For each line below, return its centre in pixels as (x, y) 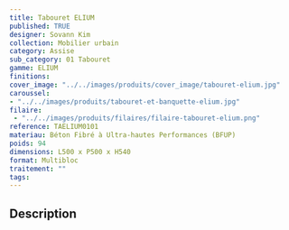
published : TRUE (40, 26)
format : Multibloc (44, 160)
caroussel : (30, 93)
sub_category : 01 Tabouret (60, 60)
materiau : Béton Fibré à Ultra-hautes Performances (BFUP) (123, 135)
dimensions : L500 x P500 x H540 (70, 152)
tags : (19, 177)
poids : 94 (28, 143)
